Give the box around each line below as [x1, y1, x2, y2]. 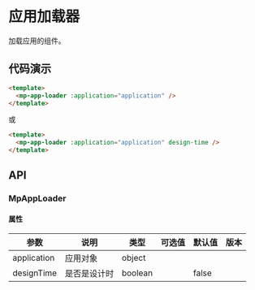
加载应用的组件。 [8, 36, 66, 45]
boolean [121, 267, 153, 279]
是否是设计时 [64, 267, 115, 279]
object [121, 252, 146, 263]
